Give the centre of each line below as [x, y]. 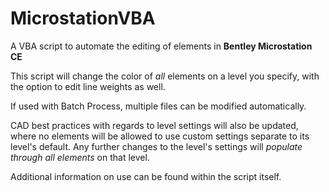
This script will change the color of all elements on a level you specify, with [165, 76]
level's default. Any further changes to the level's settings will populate [156, 146]
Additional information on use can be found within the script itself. [146, 176]
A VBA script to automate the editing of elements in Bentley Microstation [161, 46]
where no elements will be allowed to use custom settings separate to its [160, 136]
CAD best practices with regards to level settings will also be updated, [154, 125]
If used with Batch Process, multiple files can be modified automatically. [158, 106]
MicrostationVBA [83, 18]
